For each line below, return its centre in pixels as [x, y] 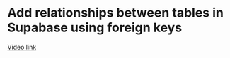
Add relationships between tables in [116, 13]
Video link [22, 47]
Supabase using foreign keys [95, 28]
